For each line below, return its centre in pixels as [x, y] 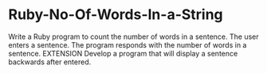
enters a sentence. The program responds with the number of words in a [128, 44]
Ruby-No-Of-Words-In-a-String [116, 15]
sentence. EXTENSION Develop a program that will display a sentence [123, 53]
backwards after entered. [50, 62]
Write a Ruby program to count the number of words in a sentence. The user [133, 36]
